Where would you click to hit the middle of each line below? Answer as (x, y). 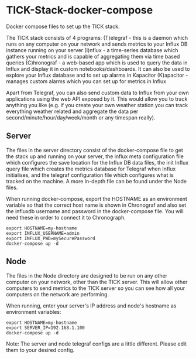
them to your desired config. (40, 350)
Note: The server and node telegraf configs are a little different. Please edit (97, 344)
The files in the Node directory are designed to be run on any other (87, 275)
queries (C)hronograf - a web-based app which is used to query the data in (97, 63)
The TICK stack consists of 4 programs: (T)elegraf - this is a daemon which (97, 37)
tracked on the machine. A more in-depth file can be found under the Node (97, 181)
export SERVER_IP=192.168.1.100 (45, 328)
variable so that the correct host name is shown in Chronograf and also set (96, 205)
